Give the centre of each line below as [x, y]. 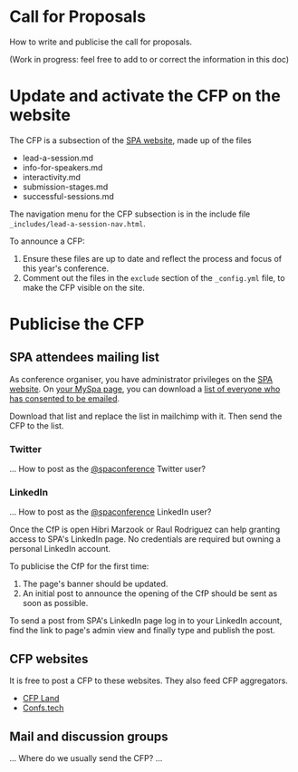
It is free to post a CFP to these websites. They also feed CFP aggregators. [149, 680]
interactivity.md [52, 177]
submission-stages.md [65, 187]
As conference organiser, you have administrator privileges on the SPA [141, 379]
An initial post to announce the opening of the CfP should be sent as [150, 593]
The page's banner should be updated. [95, 584]
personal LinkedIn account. [60, 549]
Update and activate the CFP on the [145, 96]
